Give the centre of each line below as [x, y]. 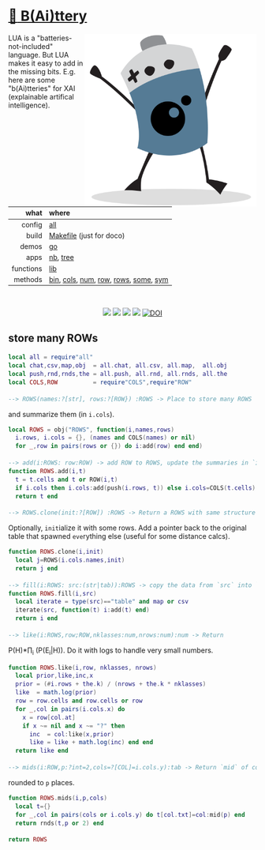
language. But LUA [39, 55]
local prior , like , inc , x [54, 676]
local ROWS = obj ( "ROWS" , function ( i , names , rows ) [91, 430]
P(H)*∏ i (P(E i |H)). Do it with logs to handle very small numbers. [111, 651]
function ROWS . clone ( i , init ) [56, 552]
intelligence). [29, 105]
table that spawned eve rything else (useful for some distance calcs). [119, 536]
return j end [37, 568]
